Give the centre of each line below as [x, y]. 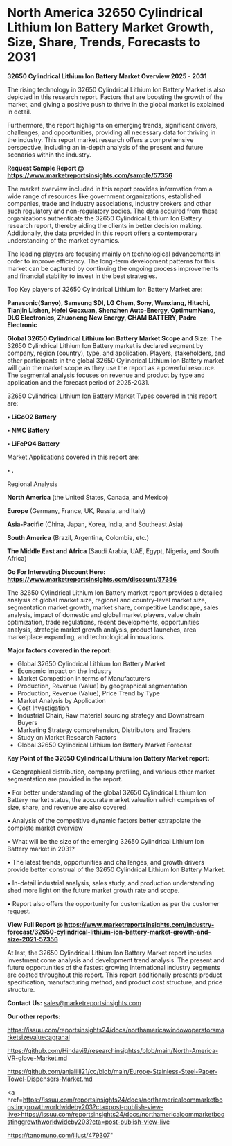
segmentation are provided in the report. [65, 779]
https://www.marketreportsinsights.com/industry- [139, 924]
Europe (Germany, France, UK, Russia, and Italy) [76, 510]
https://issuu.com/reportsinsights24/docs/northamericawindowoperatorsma [116, 1030]
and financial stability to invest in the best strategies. [82, 276]
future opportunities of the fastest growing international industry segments [114, 967]
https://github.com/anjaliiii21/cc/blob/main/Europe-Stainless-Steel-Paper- [113, 1071]
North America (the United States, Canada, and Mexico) [88, 497]
